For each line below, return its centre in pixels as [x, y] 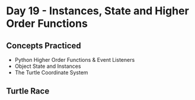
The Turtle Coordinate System [51, 72]
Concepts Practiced [44, 46]
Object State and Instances [48, 66]
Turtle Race [28, 91]
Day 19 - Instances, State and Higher [98, 11]
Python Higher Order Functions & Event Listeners [75, 60]
